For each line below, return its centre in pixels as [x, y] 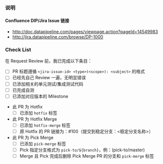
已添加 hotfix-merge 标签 [45, 125]
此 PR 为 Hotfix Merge [35, 119]
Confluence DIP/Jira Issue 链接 [37, 20]
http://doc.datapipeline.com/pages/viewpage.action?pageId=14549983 [85, 32]
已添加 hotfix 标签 [39, 113]
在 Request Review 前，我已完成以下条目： [49, 61]
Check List [18, 50]
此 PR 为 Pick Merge [33, 137]
